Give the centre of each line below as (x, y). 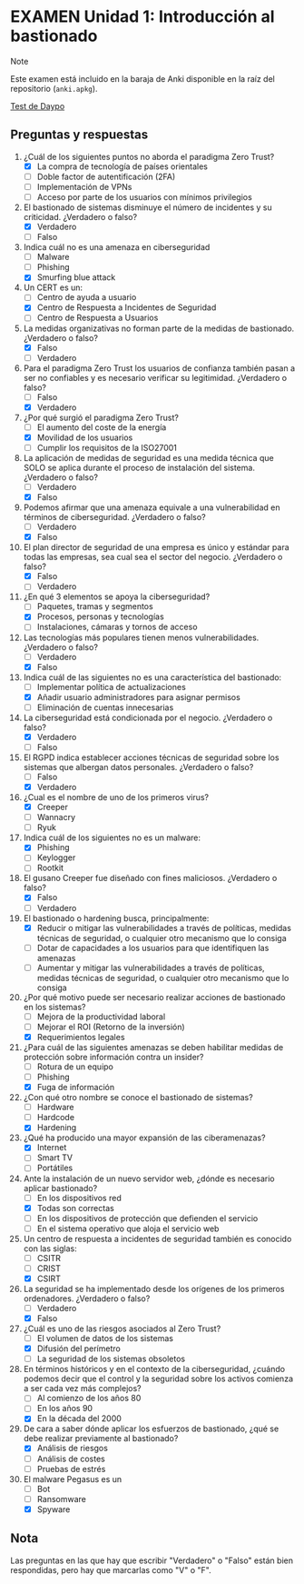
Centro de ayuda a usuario (87, 297)
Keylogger (56, 857)
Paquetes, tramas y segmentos (95, 607)
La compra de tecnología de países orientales (122, 166)
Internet (52, 1148)
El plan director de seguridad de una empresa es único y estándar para (156, 547)
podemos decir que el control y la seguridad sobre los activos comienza (158, 1378)
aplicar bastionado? (60, 1188)
